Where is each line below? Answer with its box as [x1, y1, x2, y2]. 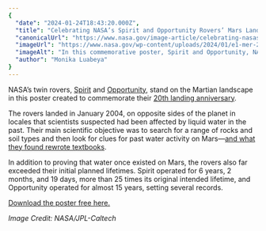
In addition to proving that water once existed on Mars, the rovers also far [8, 157, 248, 167]
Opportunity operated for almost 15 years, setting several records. [8, 183, 223, 192]
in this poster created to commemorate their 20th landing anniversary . [8, 93, 237, 103]
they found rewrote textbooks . [8, 142, 107, 151]
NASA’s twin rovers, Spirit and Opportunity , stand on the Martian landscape [8, 85, 253, 94]
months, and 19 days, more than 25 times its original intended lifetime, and [8, 174, 251, 184]
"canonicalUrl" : [15, 33, 69, 42]
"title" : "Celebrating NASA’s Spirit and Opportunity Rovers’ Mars [15, 26, 243, 34]
